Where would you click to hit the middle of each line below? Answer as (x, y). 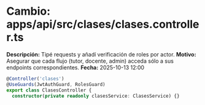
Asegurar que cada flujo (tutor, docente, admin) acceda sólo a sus (90, 61)
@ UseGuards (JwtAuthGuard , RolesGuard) (56, 84)
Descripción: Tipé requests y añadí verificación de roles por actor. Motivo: (101, 54)
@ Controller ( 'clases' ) (35, 79)
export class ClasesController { (49, 90)
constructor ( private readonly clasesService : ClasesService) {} (96, 96)
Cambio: (29, 11)
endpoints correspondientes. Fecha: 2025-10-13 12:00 (75, 67)
